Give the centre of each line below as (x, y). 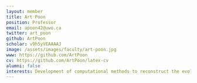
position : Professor (31, 22)
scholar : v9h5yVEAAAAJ (34, 44)
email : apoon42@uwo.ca (34, 28)
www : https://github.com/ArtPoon (47, 55)
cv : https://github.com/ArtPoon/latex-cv (57, 60)
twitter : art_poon (28, 33)
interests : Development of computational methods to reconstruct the (93, 71)
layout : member (25, 11)
